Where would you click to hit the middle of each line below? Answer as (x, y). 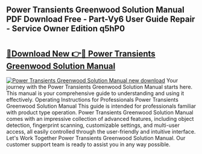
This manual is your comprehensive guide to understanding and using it (95, 93)
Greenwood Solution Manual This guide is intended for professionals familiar (101, 106)
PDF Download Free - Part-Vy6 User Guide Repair (101, 20)
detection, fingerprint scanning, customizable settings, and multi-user (93, 125)
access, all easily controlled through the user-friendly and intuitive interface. (101, 131)
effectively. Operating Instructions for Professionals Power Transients (93, 100)
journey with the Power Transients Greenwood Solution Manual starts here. (99, 87)
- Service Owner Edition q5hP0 (66, 29)
